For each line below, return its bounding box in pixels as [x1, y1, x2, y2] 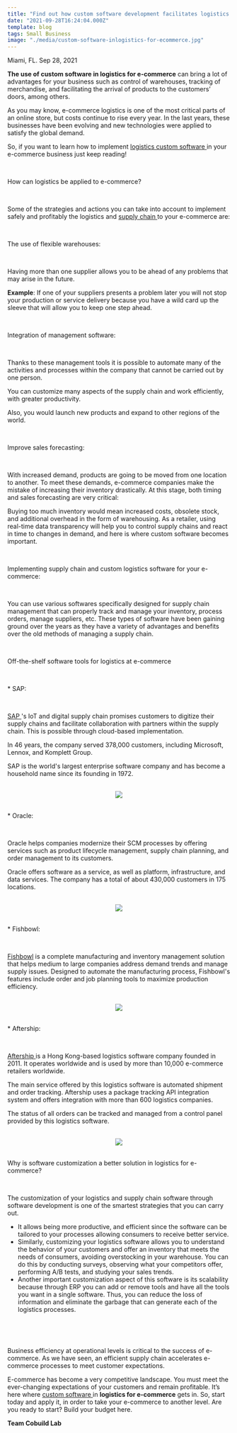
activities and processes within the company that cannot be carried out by [7, 366, 224, 375]
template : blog [7, 23, 52, 30]
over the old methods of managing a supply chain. [7, 629, 154, 638]
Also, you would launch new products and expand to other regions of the [7, 409, 220, 417]
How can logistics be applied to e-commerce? [7, 178, 141, 186]
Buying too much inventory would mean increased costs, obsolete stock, [7, 507, 219, 515]
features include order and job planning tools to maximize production [7, 975, 209, 983]
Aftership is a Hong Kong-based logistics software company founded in [7, 1052, 216, 1061]
